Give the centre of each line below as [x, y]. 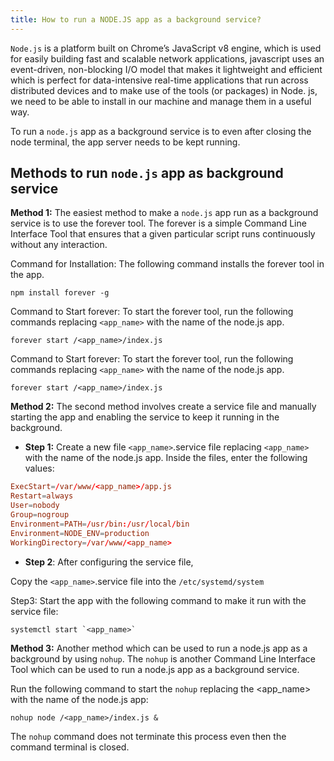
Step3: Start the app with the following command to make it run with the [158, 600]
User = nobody [35, 506]
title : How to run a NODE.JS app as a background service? [136, 19]
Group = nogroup [40, 515]
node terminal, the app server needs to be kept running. [125, 142]
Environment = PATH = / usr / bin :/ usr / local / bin [100, 524]
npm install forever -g [60, 293]
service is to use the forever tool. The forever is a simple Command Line [158, 223]
